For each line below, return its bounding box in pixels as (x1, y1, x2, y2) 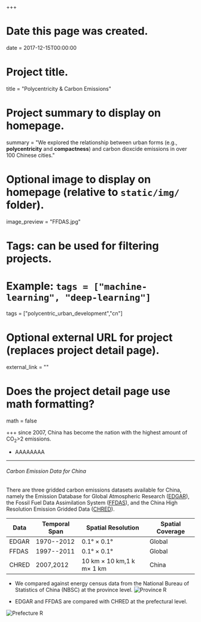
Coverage (156, 527, 185, 535)
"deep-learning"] (65, 292, 151, 303)
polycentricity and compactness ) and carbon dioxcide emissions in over (6, 145, 187, 152)
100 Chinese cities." (6, 151, 55, 159)
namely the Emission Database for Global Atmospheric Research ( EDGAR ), (6, 492, 190, 499)
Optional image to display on (6, 172, 151, 186)
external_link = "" (6, 363, 49, 370)
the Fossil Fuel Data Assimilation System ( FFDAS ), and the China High (6, 499, 178, 506)
